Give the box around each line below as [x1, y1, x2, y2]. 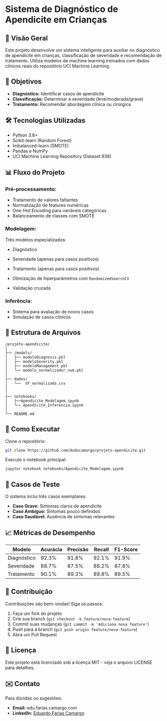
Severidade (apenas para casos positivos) [12, 256, 99, 262]
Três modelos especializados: [5, 237, 66, 243]
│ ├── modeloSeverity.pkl [5, 359, 64, 364]
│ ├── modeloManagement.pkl [5, 363, 68, 368]
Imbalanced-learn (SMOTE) [12, 143, 69, 148]
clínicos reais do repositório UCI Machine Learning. [5, 63, 111, 69]
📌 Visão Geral [5, 34, 48, 42]
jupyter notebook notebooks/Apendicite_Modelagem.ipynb [5, 466, 124, 471]
